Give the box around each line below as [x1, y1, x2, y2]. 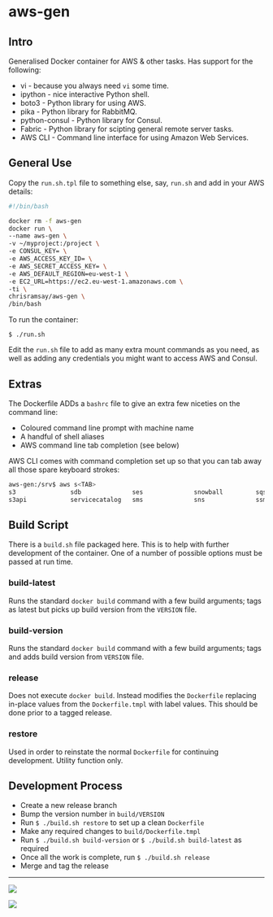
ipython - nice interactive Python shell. [19, 90, 150, 99]
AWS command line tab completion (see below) [19, 440, 180, 450]
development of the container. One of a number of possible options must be [8, 548, 262, 558]
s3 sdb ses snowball [8, 487, 223, 496]
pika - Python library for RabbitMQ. [19, 107, 137, 116]
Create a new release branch [19, 801, 118, 810]
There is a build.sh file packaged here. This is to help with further [8, 539, 230, 549]
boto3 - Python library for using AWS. [19, 98, 146, 107]
